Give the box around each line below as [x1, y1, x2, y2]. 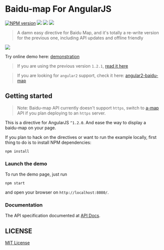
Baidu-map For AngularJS [5, 3, 112, 15]
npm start [5, 181, 25, 186]
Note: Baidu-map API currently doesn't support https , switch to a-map [17, 105, 159, 111]
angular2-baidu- [125, 72, 159, 78]
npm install [5, 149, 29, 154]
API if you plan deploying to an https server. [17, 110, 106, 116]
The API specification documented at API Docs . [5, 213, 101, 219]
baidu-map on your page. [5, 125, 56, 131]
